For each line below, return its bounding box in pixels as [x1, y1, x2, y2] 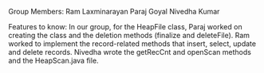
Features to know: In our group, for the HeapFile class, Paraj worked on [8, 22, 242, 31]
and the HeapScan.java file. [8, 56, 99, 65]
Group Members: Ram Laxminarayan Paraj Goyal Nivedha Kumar [8, 7, 220, 16]
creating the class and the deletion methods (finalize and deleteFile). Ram [8, 31, 250, 40]
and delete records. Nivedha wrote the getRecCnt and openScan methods [8, 48, 251, 56]
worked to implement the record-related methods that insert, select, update [8, 39, 257, 48]
